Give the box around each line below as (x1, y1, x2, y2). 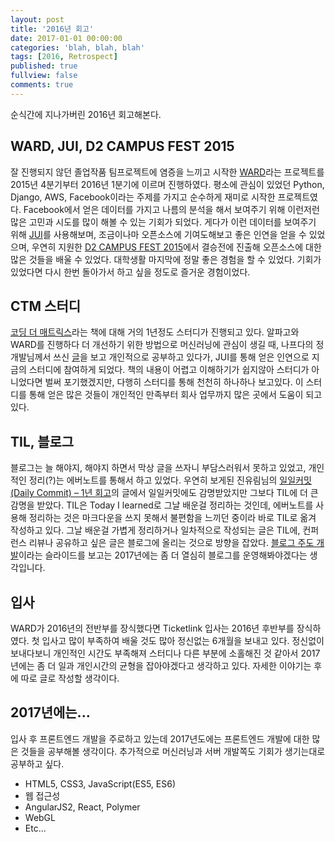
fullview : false (10, 71, 78, 81)
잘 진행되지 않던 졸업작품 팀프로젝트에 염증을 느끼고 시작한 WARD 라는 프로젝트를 (10, 166, 325, 178)
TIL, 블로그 (10, 433, 75, 450)
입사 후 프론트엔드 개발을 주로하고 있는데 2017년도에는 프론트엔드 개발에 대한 (10, 732, 310, 745)
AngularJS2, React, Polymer (24, 801, 141, 813)
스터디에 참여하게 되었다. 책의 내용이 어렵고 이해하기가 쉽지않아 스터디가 (28, 364, 310, 376)
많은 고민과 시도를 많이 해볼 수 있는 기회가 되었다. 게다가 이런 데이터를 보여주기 (10, 216, 317, 228)
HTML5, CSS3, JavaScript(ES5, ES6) (24, 777, 177, 790)
